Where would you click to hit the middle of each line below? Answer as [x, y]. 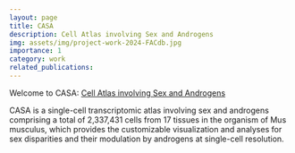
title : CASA [31, 26]
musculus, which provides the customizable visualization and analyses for [146, 129]
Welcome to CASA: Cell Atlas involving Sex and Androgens [118, 93]
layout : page [34, 17]
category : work [38, 59]
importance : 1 [36, 51]
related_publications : [51, 68]
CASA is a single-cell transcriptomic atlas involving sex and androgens [139, 110]
